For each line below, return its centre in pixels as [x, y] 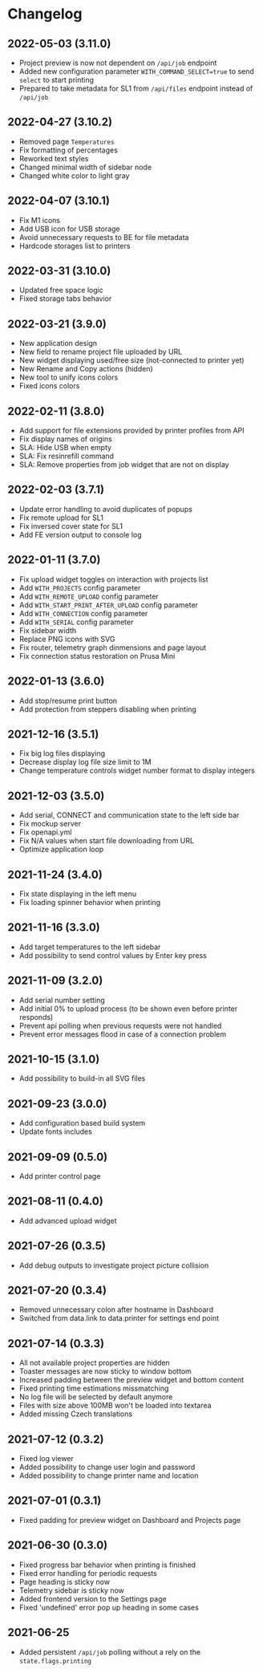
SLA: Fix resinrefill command [66, 456]
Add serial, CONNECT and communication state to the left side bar [129, 815]
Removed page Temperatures [67, 141]
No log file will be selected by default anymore [96, 1397]
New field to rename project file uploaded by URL [101, 352]
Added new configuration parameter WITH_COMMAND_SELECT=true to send [136, 71]
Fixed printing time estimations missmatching [94, 1388]
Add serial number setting [62, 1000]
